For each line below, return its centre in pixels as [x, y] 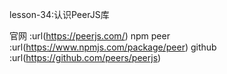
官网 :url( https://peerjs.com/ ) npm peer [90, 36]
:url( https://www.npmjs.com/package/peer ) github [113, 47]
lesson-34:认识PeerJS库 [59, 14]
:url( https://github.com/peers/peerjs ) [85, 57]
